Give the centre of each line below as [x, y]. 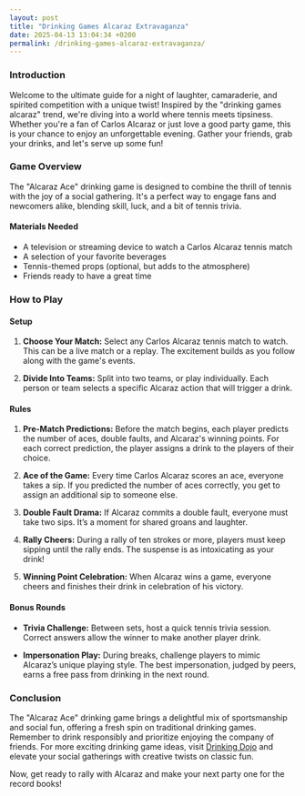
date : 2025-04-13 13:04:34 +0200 [73, 35]
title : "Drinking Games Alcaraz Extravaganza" [99, 26]
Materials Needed [44, 227]
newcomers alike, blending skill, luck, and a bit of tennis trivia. [126, 206]
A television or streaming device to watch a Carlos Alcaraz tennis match [158, 247]
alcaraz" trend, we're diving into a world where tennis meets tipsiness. [141, 114]
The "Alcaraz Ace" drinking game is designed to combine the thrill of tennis [151, 186]
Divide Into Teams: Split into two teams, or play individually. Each [146, 378]
